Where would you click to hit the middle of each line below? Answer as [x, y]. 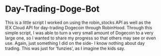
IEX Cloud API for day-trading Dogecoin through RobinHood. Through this [79, 27]
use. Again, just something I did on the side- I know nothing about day [75, 43]
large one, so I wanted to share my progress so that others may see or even [80, 38]
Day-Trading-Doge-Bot [52, 9]
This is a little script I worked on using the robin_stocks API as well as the [78, 22]
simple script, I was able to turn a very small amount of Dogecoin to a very [79, 33]
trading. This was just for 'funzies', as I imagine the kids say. [65, 48]
